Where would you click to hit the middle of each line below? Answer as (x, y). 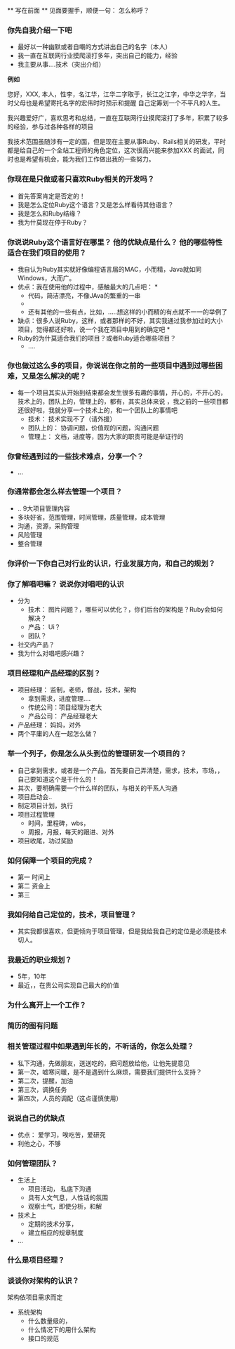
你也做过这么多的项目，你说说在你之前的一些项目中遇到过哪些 (112, 365)
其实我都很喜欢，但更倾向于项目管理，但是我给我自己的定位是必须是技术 (122, 931)
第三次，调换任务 (42, 1089)
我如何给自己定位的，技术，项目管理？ (72, 914)
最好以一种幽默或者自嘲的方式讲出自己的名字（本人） (94, 47)
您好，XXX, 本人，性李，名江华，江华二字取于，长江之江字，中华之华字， (114, 94)
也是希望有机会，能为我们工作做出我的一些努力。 (84, 159)
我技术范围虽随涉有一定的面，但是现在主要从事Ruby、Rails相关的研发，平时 (117, 142)
